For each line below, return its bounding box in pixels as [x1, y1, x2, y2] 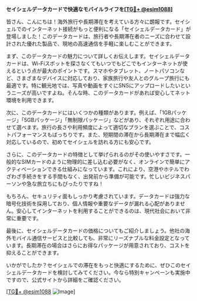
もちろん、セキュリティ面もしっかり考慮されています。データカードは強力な [6, 193, 191, 199]
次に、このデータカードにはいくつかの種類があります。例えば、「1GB [6, 109, 172, 116]
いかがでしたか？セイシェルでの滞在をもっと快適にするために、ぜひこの [6, 262, 181, 269]
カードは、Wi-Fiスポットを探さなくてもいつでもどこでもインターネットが [6, 60, 183, 67]
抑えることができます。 [6, 249, 63, 256]
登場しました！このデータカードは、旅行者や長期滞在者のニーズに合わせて [6, 33, 186, 40]
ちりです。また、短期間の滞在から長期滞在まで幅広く [62, 131, 191, 138]
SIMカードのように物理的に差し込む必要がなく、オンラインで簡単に [21, 158, 185, 165]
